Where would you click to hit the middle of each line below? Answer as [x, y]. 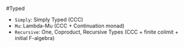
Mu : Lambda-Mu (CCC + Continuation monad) [69, 26]
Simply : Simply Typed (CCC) [49, 19]
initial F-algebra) [34, 38]
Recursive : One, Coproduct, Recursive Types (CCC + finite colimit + [96, 32]
